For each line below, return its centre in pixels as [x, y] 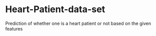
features [14, 28]
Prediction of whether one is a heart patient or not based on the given [78, 23]
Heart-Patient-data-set [55, 9]
